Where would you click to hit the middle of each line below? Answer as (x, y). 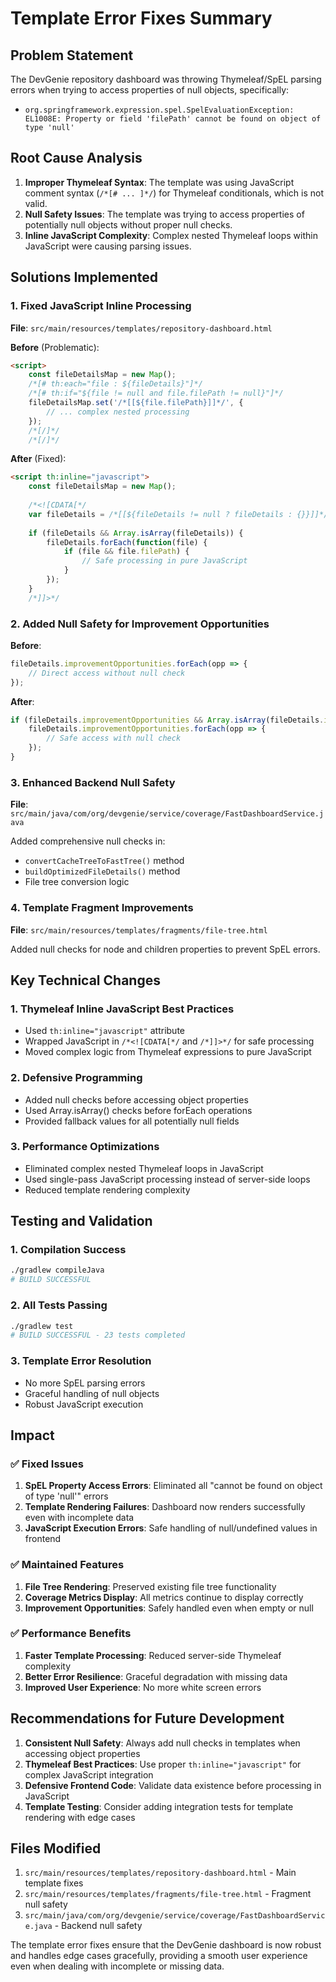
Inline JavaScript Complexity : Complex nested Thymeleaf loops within (171, 235)
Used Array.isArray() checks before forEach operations (138, 1110)
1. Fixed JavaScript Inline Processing (101, 306)
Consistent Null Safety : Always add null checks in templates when (162, 1743)
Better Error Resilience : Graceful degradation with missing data (156, 1676)
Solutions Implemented (84, 277)
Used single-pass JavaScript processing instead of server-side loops (167, 1179)
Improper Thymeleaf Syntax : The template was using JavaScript (159, 182)
